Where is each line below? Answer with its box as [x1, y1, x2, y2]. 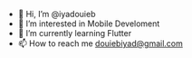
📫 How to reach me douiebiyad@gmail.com [17, 38, 184, 49]
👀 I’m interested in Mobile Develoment [17, 18, 160, 29]
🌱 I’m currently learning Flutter [17, 28, 132, 38]
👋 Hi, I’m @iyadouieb [17, 9, 96, 19]
